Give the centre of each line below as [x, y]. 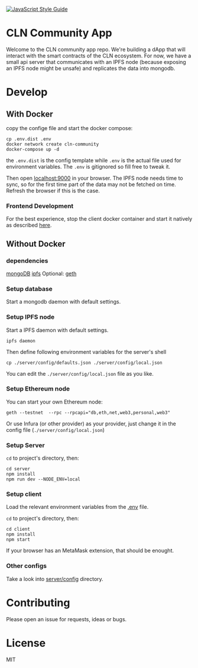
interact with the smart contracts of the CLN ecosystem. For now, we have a [99, 56]
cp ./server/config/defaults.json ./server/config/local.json [84, 363]
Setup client [24, 494]
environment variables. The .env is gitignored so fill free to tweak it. [88, 166]
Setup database [30, 289]
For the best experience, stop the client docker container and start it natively [99, 219]
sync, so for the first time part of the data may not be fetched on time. [91, 184]
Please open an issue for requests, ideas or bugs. [66, 619]
